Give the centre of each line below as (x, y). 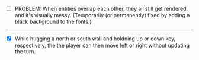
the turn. (25, 52)
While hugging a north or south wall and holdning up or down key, (95, 39)
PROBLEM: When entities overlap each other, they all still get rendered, (101, 9)
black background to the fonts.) (53, 22)
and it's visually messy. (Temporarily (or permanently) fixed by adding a (102, 15)
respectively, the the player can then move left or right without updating (102, 45)
